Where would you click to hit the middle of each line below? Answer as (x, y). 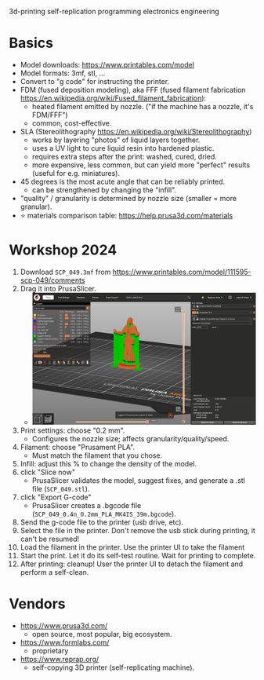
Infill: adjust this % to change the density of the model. (108, 464)
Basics (31, 43)
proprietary (50, 651)
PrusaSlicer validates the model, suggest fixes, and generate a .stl (139, 481)
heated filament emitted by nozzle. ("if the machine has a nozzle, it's (143, 106)
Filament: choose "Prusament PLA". (78, 448)
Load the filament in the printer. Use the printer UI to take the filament (132, 547)
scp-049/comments (52, 280)
